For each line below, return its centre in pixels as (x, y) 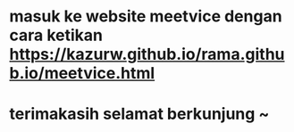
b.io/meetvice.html (82, 74)
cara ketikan (56, 35)
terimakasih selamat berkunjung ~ (139, 114)
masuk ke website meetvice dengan (146, 16)
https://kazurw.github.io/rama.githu (147, 54)
